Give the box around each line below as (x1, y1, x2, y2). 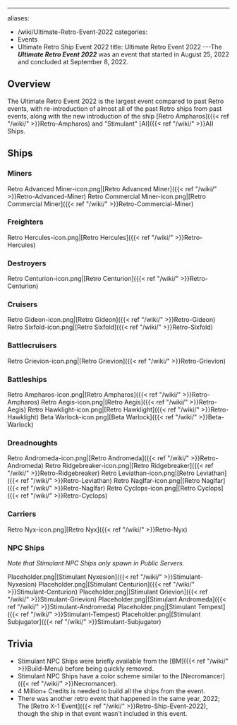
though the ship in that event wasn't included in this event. (17, 709, 188, 717)
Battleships (7, 374, 47, 384)
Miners (7, 169, 32, 179)
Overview (7, 78, 51, 90)
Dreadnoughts (7, 438, 58, 448)
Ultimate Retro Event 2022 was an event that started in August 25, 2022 (17, 50, 229, 59)
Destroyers (7, 258, 47, 268)
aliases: (7, 14, 30, 22)
